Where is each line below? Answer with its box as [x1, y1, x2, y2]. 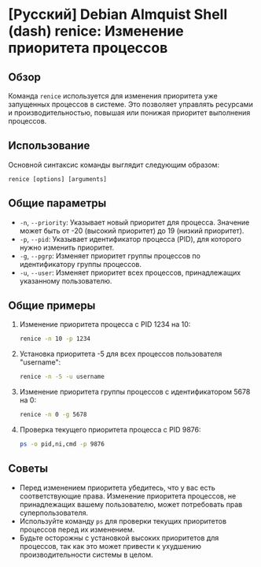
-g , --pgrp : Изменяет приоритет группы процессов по [19, 250, 200, 261]
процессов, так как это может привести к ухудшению [19, 541, 202, 550]
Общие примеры [8, 299, 96, 313]
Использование [8, 139, 90, 153]
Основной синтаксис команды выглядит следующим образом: [8, 160, 220, 169]
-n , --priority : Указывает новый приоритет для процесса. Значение [19, 217, 250, 227]
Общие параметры [8, 197, 107, 210]
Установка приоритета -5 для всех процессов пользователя [19, 349, 222, 359]
